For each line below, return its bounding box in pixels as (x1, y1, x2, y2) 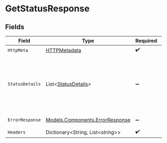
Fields (5, 23, 25, 31)
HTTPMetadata (45, 47, 82, 53)
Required (135, 38, 158, 44)
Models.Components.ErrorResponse (45, 117, 131, 123)
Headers (7, 129, 26, 135)
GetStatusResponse (5, 3, 90, 14)
